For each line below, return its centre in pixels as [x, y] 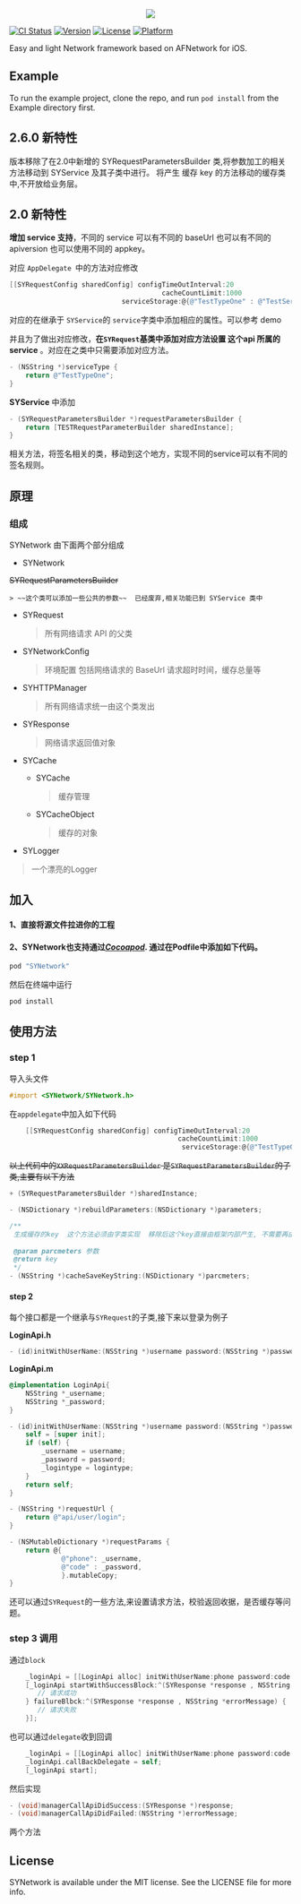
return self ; [50, 1485]
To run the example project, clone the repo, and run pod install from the [144, 98]
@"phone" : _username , [102, 1558]
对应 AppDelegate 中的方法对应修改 [74, 268]
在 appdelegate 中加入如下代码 [63, 1114]
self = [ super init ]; [65, 1434]
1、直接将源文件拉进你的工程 [62, 924]
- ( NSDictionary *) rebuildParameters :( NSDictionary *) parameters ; [136, 1210]
